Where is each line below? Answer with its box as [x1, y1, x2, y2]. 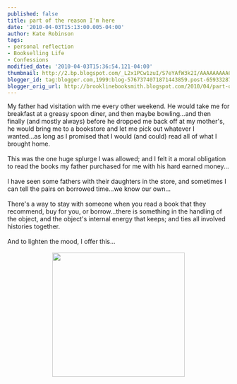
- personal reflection [7, 43, 74, 50]
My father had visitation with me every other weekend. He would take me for [7, 102, 230, 110]
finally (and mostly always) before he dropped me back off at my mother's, [7, 117, 225, 126]
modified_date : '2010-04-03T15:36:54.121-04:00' [7, 63, 153, 70]
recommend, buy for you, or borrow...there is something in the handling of [7, 207, 222, 216]
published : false [7, 10, 59, 18]
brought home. [7, 139, 51, 149]
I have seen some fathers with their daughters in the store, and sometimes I [7, 178, 227, 186]
